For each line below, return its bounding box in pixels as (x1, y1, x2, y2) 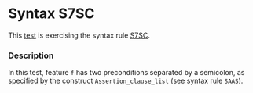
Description (8, 50, 54, 61)
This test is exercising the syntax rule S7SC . (8, 30, 151, 40)
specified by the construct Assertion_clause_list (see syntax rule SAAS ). (8, 76, 244, 86)
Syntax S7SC (8, 5, 95, 23)
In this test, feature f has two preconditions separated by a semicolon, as (8, 68, 245, 77)
